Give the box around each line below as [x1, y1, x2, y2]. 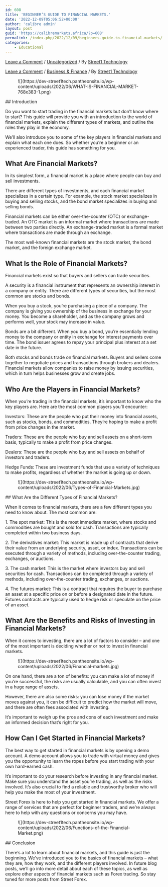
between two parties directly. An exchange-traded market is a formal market [5, 224, 163, 230]
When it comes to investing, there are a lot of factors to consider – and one [5, 637, 160, 643]
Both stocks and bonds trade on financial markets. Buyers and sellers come [5, 354, 161, 360]
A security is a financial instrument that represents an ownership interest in [5, 282, 160, 288]
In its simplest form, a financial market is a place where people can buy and [5, 173, 161, 179]
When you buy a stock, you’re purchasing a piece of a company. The [5, 303, 147, 309]
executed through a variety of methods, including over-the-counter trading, [5, 550, 161, 556]
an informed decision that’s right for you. [5, 719, 89, 725]
